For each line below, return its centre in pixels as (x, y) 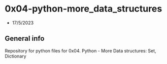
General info (25, 39)
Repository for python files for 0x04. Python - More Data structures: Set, (80, 50)
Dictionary (15, 56)
